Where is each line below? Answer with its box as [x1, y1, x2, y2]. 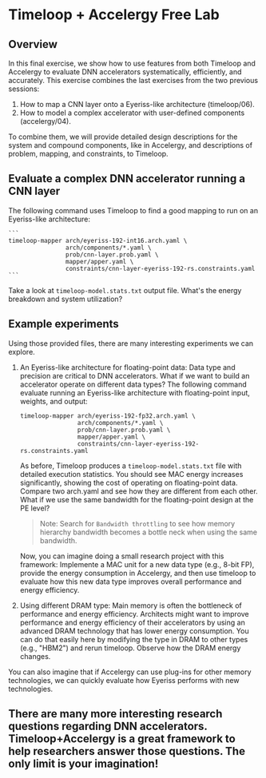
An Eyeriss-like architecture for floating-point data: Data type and [19, 362, 236, 372]
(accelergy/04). [19, 117, 72, 125]
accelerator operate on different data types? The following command [19, 379, 248, 389]
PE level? [19, 503, 50, 513]
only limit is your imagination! [8, 757, 159, 771]
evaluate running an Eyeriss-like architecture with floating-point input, [19, 387, 250, 397]
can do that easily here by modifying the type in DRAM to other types [19, 634, 248, 644]
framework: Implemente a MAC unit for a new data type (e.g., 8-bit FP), [19, 559, 255, 569]
